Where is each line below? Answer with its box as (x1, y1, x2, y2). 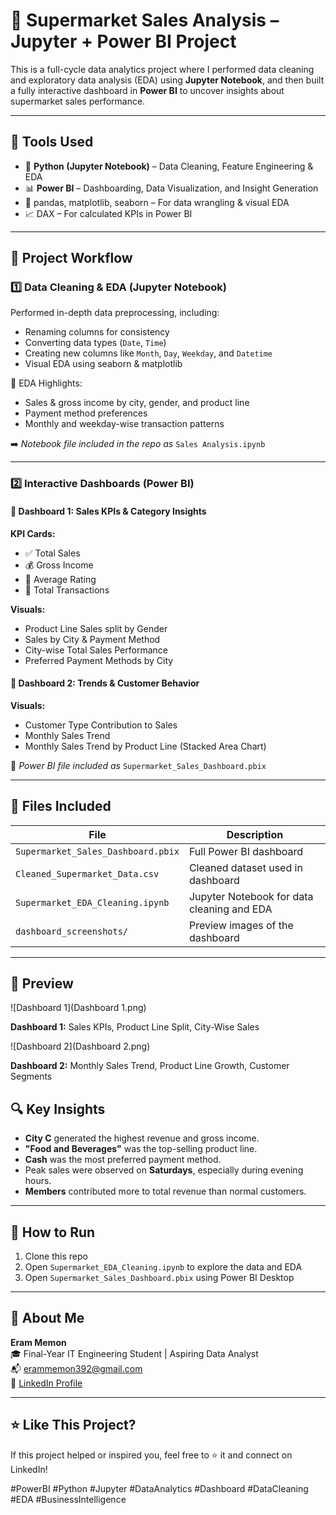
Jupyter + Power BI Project (10, 30, 237, 53)
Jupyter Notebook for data (188, 889, 314, 903)
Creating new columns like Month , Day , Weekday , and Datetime (24, 347, 273, 359)
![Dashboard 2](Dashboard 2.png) (10, 1040, 151, 1053)
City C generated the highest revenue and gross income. (24, 1132, 260, 1144)
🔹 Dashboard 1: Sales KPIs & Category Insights (10, 505, 207, 517)
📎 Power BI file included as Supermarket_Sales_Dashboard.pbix (10, 759, 267, 771)
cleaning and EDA (188, 902, 273, 916)
